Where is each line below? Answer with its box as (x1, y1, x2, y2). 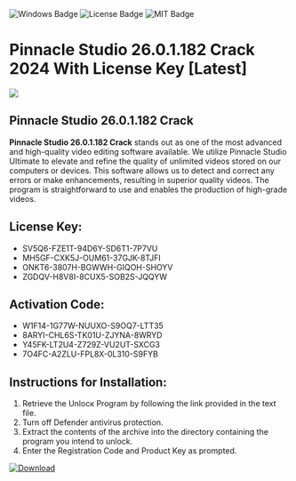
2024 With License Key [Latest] (9, 59, 247, 79)
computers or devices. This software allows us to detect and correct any (9, 164, 276, 176)
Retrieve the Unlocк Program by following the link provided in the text (21, 398, 277, 409)
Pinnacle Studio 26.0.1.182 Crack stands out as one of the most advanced (9, 137, 283, 148)
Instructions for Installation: (9, 374, 167, 389)
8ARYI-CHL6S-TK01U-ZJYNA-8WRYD (21, 330, 163, 341)
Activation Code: (9, 297, 105, 312)
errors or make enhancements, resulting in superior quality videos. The (9, 174, 269, 185)
